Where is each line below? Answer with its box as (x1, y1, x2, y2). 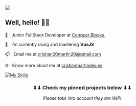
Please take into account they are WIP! (43, 95, 121, 101)
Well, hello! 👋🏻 (5, 18, 50, 27)
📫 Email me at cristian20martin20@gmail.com (5, 51, 101, 57)
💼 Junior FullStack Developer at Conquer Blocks (5, 32, 104, 38)
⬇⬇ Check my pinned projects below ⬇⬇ (32, 84, 132, 91)
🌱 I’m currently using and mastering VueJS (5, 41, 94, 47)
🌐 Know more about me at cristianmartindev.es (5, 62, 103, 68)
